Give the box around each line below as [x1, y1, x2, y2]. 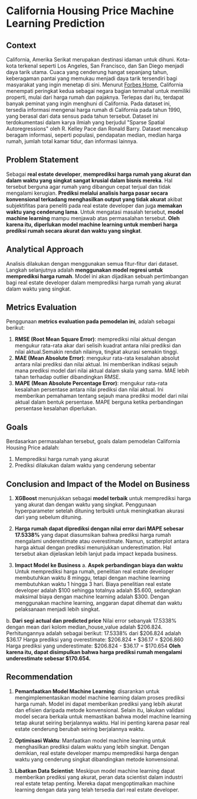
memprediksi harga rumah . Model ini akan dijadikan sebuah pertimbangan [6, 272, 189, 279]
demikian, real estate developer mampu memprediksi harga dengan [14, 749, 179, 756]
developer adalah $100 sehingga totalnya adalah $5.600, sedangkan [14, 587, 181, 594]
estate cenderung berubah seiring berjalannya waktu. [14, 725, 146, 732]
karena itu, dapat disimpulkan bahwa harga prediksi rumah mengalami [6, 649, 182, 656]
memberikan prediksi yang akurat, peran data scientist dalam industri [14, 774, 183, 781]
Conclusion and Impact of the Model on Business [6, 479, 190, 489]
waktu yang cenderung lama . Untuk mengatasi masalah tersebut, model [6, 208, 184, 215]
